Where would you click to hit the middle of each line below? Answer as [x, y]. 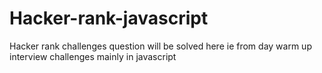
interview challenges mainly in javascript [93, 56]
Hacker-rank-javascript [109, 18]
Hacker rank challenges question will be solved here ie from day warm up [160, 46]
